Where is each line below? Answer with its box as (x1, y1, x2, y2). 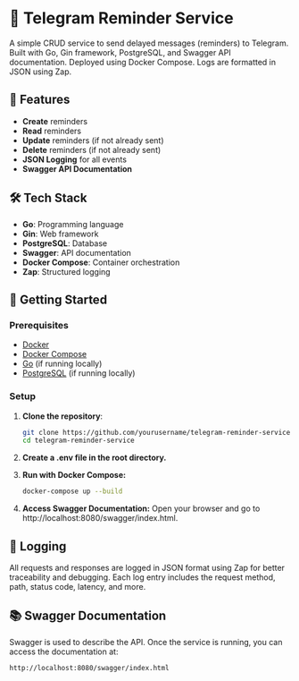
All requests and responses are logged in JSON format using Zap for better (9, 562, 286, 573)
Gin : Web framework (21, 228, 99, 239)
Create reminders (21, 115, 87, 126)
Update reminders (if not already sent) (21, 134, 164, 146)
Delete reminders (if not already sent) (21, 144, 162, 155)
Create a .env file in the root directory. (21, 452, 167, 464)
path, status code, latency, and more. (9, 581, 146, 592)
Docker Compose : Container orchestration (21, 257, 180, 268)
